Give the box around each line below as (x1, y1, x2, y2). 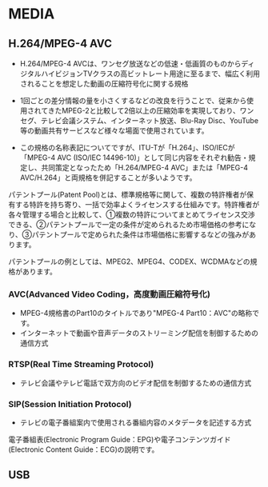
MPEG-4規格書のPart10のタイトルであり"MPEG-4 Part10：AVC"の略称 (19, 309, 253, 318)
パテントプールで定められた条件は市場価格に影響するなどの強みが (31, 230, 250, 239)
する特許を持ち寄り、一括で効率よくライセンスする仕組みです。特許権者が (14, 200, 260, 209)
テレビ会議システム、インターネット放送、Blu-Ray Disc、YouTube (40, 116, 258, 125)
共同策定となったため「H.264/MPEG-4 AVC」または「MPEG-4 (41, 163, 249, 172)
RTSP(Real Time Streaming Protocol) (8, 359, 154, 370)
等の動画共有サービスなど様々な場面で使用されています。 (19, 126, 209, 135)
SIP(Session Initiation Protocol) (8, 398, 132, 409)
